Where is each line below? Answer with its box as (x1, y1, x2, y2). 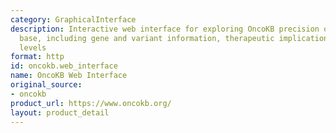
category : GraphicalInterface (10, 14, 137, 25)
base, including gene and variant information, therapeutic (19, 33, 275, 43)
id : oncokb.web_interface (10, 61, 118, 71)
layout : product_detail (10, 107, 110, 118)
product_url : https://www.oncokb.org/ (10, 98, 172, 108)
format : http (10, 52, 65, 62)
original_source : (10, 80, 83, 90)
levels (19, 42, 47, 53)
